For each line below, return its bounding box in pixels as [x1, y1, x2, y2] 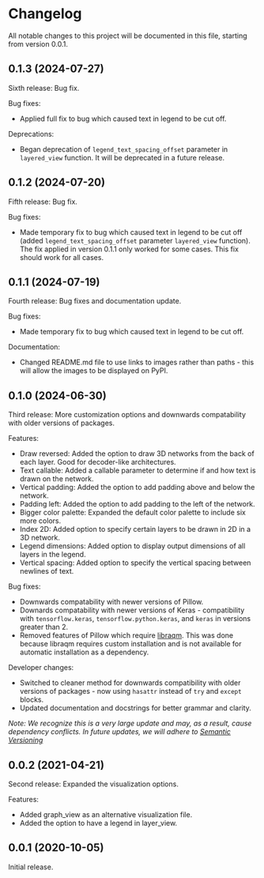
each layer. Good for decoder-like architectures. [19, 458, 176, 467]
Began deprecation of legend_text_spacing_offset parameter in [19, 144, 228, 154]
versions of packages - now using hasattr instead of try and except [19, 687, 243, 696]
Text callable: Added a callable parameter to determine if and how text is [19, 465, 256, 475]
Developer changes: [8, 663, 74, 673]
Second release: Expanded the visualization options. [8, 779, 179, 789]
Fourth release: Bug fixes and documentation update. [8, 296, 182, 306]
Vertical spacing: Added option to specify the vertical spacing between [19, 558, 251, 567]
